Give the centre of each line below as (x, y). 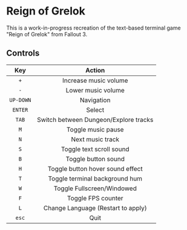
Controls (23, 53)
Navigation (95, 100)
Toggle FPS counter (95, 198)
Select (95, 110)
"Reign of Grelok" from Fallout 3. (47, 34)
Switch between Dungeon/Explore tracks (95, 120)
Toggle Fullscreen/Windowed (95, 188)
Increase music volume (95, 80)
